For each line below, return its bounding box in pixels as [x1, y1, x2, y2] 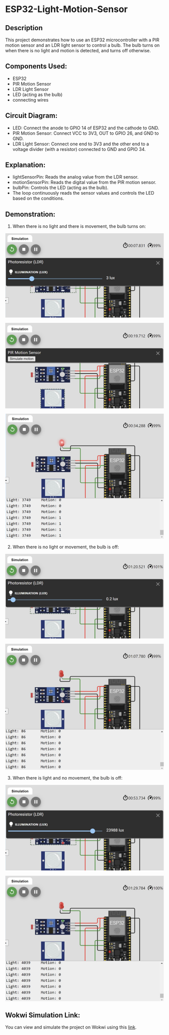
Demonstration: [5, 210, 56, 218]
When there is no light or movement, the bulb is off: [12, 544, 119, 550]
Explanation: [5, 161, 46, 169]
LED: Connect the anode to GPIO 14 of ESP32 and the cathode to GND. [12, 125, 159, 131]
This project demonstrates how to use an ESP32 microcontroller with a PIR [5, 37, 159, 43]
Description [5, 24, 43, 32]
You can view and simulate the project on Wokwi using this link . [5, 1024, 137, 1030]
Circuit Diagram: [5, 112, 58, 120]
